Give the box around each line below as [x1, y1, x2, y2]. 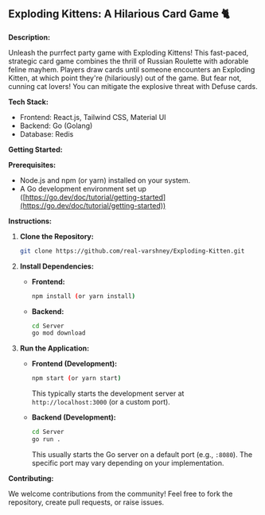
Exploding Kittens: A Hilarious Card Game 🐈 [8, 7, 231, 21]
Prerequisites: [8, 160, 57, 169]
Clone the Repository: [19, 231, 94, 241]
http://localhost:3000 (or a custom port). [31, 397, 171, 407]
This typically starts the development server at [31, 389, 185, 398]
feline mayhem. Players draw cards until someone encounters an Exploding [8, 64, 255, 74]
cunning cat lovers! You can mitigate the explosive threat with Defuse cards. [8, 81, 259, 91]
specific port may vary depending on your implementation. [31, 458, 224, 467]
